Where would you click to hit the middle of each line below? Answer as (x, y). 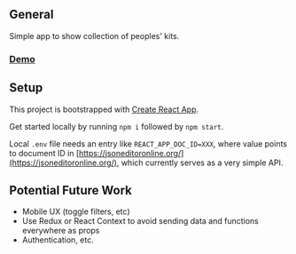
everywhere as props (61, 231)
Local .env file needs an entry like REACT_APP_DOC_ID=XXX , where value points (148, 143)
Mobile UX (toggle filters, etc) (76, 211)
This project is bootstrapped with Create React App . (104, 109)
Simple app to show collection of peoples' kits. (94, 36)
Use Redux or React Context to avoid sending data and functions (140, 221)
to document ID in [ (44, 153)
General (32, 15)
